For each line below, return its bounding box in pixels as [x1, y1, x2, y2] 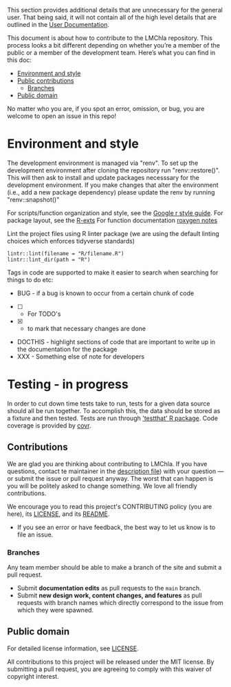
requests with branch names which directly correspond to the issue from [16, 598, 223, 606]
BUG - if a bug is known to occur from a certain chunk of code [16, 289, 195, 297]
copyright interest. [7, 672, 60, 680]
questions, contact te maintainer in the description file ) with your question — [7, 467, 224, 475]
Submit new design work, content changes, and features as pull [16, 591, 202, 599]
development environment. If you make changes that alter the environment [7, 181, 219, 189]
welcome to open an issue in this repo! [7, 112, 117, 120]
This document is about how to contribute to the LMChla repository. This [7, 34, 213, 42]
